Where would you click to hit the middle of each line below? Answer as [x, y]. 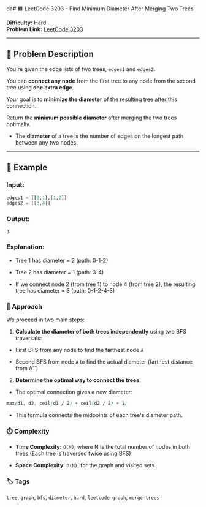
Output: [18, 219]
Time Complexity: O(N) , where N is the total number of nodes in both [103, 447]
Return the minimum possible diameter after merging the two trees [92, 118]
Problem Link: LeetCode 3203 [45, 29]
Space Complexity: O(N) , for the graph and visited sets [85, 465]
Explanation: [25, 247]
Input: [15, 185]
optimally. [19, 124]
